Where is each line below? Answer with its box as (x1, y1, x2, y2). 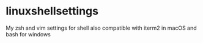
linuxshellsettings (6, 4, 99, 18)
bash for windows (6, 30, 51, 38)
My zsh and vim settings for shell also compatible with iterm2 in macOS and (6, 24, 197, 31)
